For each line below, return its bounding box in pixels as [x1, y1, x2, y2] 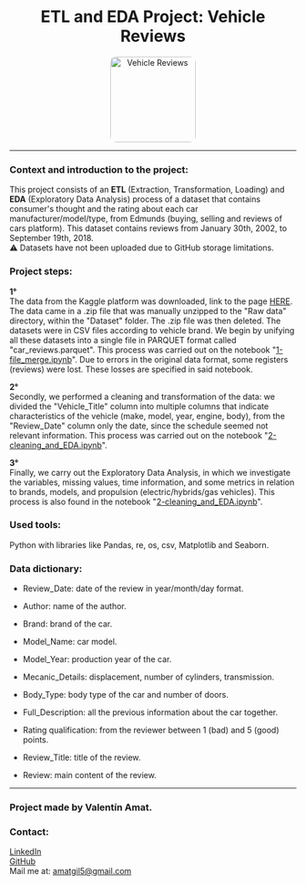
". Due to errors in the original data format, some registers [71, 353, 289, 364]
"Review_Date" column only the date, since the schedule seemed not [9, 420, 269, 431]
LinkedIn [9, 847, 42, 858]
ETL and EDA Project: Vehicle [40, 6, 266, 27]
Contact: [9, 825, 49, 838]
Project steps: [9, 265, 73, 278]
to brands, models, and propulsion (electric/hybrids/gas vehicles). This [9, 486, 275, 497]
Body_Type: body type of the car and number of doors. [22, 690, 229, 701]
